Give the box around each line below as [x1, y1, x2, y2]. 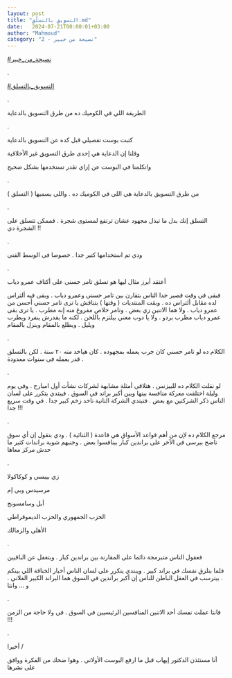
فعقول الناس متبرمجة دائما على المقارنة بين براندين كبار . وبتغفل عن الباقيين [7, 553, 203, 561]
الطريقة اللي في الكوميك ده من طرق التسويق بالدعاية [7, 109, 146, 117]
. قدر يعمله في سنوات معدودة [7, 355, 84, 363]
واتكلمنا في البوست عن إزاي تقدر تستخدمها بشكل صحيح [7, 162, 152, 171]
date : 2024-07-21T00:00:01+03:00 [7, 23, 110, 30]
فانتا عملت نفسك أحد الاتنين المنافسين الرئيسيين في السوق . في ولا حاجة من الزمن [7, 608, 222, 616]
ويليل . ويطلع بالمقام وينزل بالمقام [7, 321, 95, 329]
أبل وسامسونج [7, 499, 45, 507]
